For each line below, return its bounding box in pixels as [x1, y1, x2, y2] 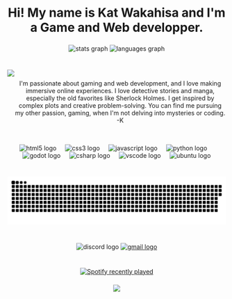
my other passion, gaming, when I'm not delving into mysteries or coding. [15, 108, 226, 117]
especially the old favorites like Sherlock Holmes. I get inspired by [26, 94, 215, 102]
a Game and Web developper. [30, 19, 204, 35]
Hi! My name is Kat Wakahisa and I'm [8, 5, 226, 21]
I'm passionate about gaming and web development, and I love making [19, 79, 222, 88]
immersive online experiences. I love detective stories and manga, [25, 86, 215, 95]
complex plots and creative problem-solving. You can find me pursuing [18, 101, 222, 109]
